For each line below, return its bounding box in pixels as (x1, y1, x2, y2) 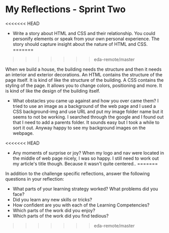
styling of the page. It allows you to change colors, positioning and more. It (5, 82, 162, 89)
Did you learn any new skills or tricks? (12, 196, 93, 202)
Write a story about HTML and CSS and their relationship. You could (12, 30, 155, 36)
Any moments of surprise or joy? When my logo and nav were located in (12, 150, 164, 156)
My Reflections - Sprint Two (5, 4, 126, 15)
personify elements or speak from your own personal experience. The (12, 36, 160, 42)
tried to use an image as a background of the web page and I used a (12, 103, 156, 109)
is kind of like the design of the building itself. (5, 88, 100, 94)
